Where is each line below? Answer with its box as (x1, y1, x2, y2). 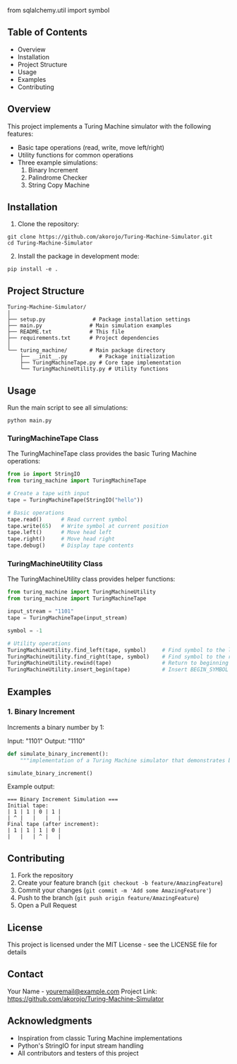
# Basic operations (7, 509, 65, 516)
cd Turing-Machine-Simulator (7, 240, 93, 247)
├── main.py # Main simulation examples (7, 322, 172, 329)
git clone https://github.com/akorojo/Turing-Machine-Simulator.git (7, 233, 213, 241)
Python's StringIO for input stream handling (17, 1041, 144, 1050)
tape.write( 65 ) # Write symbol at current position (7, 522, 169, 529)
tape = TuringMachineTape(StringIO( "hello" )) (7, 496, 143, 504)
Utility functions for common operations (17, 150, 134, 159)
